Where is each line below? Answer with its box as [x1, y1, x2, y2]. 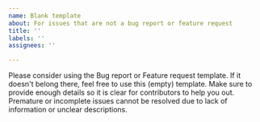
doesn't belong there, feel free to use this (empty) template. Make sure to [8, 79, 253, 89]
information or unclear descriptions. [8, 105, 128, 115]
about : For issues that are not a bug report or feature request [8, 19, 233, 27]
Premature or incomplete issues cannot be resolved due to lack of [8, 96, 228, 106]
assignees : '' [8, 42, 57, 50]
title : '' [8, 26, 42, 35]
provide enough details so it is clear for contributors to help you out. [8, 87, 235, 97]
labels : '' [8, 34, 45, 43]
